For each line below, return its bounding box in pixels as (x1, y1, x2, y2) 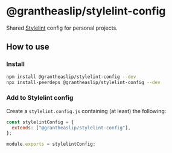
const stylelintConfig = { (6, 119, 74, 125)
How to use (6, 42, 49, 52)
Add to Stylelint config (6, 94, 74, 102)
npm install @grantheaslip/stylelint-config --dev (6, 74, 136, 80)
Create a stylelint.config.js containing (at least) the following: (6, 107, 167, 114)
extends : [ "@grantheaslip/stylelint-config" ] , (11, 125, 131, 131)
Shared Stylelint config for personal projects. (6, 24, 118, 31)
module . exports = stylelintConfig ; (6, 141, 96, 148)
